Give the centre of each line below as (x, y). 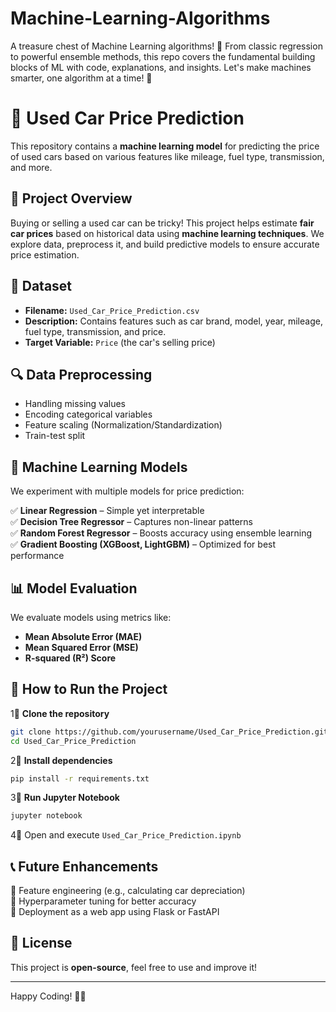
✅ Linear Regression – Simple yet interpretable (107, 511)
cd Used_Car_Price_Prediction (73, 741)
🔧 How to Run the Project (89, 689)
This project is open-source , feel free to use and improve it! (134, 967)
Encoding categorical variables (88, 414)
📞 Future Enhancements (84, 866)
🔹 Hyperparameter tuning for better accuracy (103, 901)
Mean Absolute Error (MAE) (83, 636)
